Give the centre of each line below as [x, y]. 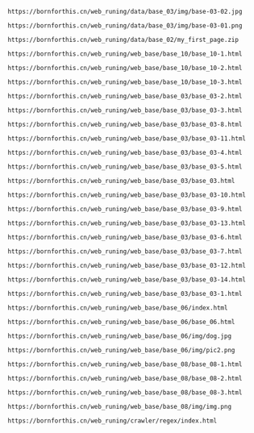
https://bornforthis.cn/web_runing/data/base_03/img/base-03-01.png [125, 26]
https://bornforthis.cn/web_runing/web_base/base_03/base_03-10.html [127, 195]
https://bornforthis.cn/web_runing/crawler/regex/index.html [112, 421]
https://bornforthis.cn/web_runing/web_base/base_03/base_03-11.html [127, 139]
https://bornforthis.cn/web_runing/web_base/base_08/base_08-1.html [125, 364]
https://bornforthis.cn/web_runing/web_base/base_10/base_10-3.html [125, 82]
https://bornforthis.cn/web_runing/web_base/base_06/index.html [118, 308]
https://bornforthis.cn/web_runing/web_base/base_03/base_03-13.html [127, 223]
